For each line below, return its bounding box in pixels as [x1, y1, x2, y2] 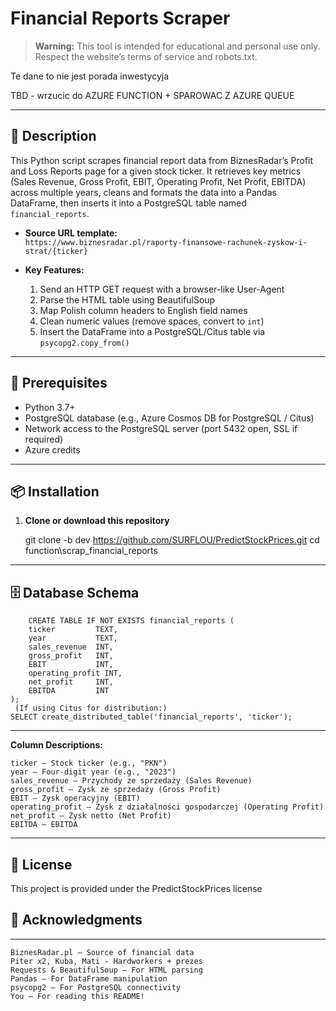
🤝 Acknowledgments [10, 912, 143, 929]
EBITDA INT [28, 686, 110, 696]
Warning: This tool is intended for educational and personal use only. [34, 40, 321, 52]
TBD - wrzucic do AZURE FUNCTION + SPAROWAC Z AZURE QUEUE [10, 89, 295, 101]
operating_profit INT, [28, 668, 123, 679]
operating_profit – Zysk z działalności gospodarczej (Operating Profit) [10, 802, 325, 812]
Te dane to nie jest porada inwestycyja [10, 70, 170, 82]
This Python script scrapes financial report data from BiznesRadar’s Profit [10, 154, 314, 166]
